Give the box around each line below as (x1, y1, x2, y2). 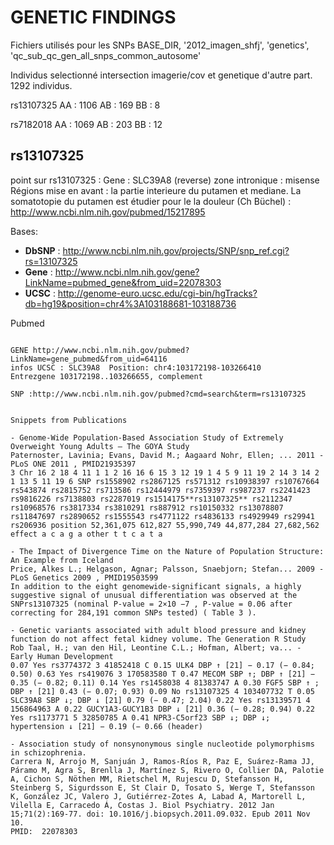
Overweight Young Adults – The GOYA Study (10, 441, 190, 451)
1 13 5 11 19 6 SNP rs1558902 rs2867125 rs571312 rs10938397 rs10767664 (10, 476, 320, 486)
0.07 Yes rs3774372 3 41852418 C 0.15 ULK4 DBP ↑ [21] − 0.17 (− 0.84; (10, 660, 315, 670)
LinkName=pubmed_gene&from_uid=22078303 (24, 276, 222, 288)
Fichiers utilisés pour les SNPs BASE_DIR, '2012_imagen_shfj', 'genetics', (10, 39, 310, 51)
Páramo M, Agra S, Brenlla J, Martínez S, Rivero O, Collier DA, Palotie (10, 765, 325, 775)
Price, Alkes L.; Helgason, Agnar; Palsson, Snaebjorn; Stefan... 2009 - (10, 564, 325, 574)
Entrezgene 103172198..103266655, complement (10, 371, 203, 381)
